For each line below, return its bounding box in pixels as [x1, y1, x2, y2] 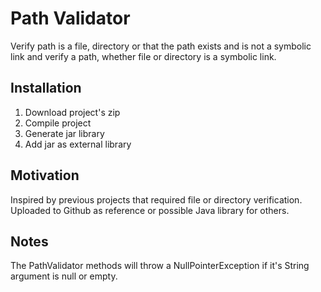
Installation [10, 80, 82, 97]
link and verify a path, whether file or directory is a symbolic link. [10, 50, 277, 62]
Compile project [24, 117, 92, 129]
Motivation [10, 167, 80, 184]
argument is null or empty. [10, 270, 118, 282]
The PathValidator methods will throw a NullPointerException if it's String [10, 260, 310, 272]
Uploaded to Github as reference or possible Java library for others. [10, 204, 290, 216]
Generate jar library [24, 127, 105, 139]
